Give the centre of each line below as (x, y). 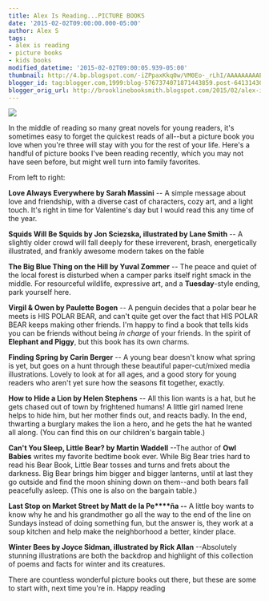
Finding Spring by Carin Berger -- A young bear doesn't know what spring (132, 357)
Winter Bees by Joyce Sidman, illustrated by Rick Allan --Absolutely (123, 547)
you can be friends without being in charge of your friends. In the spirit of (129, 333)
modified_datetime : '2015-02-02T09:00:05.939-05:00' (98, 68)
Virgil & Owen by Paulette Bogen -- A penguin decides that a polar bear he (132, 308)
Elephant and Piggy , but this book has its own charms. (99, 342)
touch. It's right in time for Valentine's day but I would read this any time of (131, 210)
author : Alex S (34, 30)
